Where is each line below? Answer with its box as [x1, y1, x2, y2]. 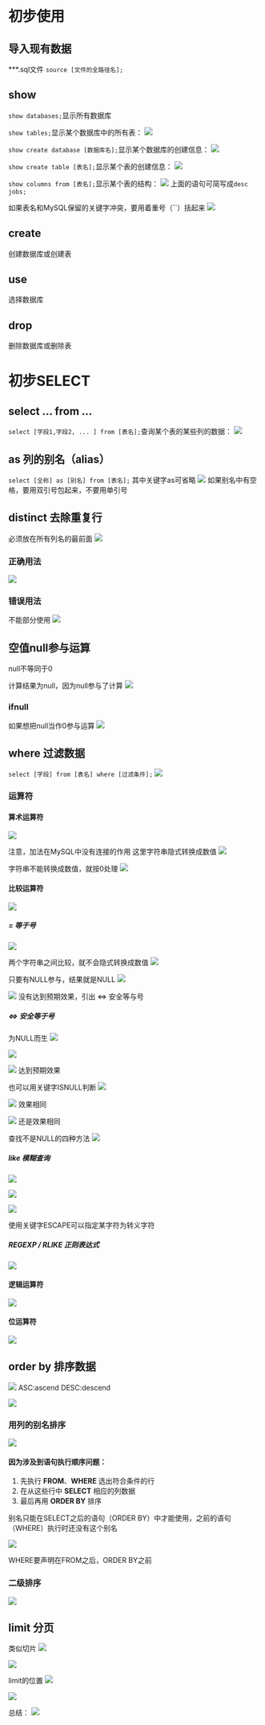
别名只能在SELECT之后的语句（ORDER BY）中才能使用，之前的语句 [8, 1513, 231, 1523]
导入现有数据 [8, 42, 72, 55]
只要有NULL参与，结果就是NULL [8, 974, 116, 984]
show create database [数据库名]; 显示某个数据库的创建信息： [8, 144, 210, 154]
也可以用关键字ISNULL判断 [8, 1082, 97, 1092]
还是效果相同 [18, 1116, 61, 1126]
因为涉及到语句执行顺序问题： [8, 1457, 106, 1467]
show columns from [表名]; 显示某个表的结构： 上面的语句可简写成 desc [8, 178, 248, 189]
